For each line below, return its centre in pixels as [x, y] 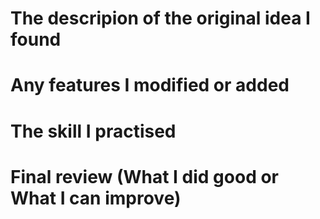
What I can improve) [96, 198]
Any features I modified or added [150, 85]
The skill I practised [93, 131]
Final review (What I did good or [145, 176]
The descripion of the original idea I [160, 18]
